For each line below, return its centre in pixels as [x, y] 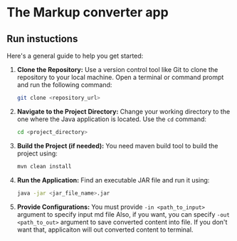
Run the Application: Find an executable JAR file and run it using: [113, 180]
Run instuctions [42, 39]
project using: [37, 153]
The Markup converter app [88, 12]
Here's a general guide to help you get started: [75, 56]
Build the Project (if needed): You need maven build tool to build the [117, 145]
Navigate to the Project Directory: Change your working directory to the [123, 111]
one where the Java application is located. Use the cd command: [112, 119]
